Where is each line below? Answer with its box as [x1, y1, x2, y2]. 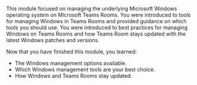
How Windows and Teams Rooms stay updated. [14, 73, 133, 79]
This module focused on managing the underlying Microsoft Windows [6, 5, 177, 12]
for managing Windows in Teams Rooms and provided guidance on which [6, 18, 187, 24]
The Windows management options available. [14, 59, 127, 67]
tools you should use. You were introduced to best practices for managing [6, 24, 187, 31]
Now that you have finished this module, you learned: [6, 48, 137, 55]
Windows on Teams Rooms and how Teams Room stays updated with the [6, 30, 186, 37]
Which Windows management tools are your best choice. [14, 66, 155, 73]
